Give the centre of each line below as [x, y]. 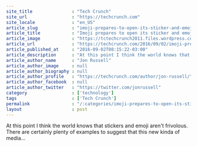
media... [16, 138]
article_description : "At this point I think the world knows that [98, 55]
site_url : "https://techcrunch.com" [73, 17]
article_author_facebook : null [47, 82]
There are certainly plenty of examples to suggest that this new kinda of [93, 132]
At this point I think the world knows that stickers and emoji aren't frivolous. [97, 126]
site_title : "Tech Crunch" [59, 11]
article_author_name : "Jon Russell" [59, 60]
